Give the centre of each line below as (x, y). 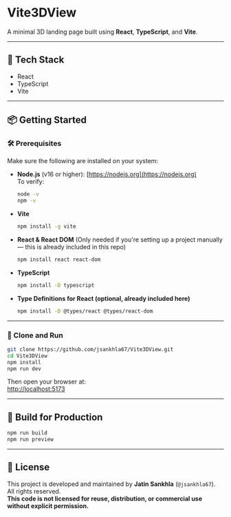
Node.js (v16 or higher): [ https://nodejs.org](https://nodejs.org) (107, 174)
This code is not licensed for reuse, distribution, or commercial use (105, 498)
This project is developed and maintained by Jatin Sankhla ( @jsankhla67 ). (111, 484)
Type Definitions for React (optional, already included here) (103, 298)
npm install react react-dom (59, 260)
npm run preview (30, 440)
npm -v (26, 201)
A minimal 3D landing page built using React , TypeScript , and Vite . (102, 32)
